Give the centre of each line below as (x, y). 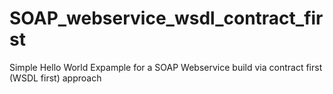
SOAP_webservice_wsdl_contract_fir (166, 18)
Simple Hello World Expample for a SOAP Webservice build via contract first (166, 67)
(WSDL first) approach (55, 78)
